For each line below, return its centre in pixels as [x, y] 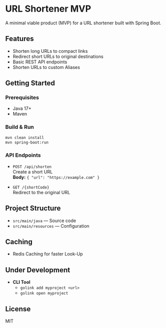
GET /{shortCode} [31, 187]
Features [20, 39]
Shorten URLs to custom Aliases [46, 67]
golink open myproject [44, 294]
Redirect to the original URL [41, 192]
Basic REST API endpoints [40, 62]
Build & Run [20, 127]
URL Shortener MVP [48, 9]
